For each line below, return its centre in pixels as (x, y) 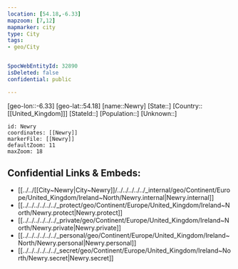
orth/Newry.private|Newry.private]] (69, 228)
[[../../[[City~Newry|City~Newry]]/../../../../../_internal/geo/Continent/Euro (124, 190)
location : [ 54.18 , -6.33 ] (44, 14)
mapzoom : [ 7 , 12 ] (31, 21)
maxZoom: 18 (25, 151)
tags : (15, 41)
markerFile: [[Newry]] (41, 139)
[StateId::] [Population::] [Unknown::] (123, 113)
